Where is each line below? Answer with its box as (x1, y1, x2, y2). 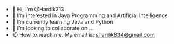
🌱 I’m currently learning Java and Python (11, 18, 113, 25)
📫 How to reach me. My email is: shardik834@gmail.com (11, 32, 155, 38)
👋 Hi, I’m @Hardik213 (11, 6, 64, 12)
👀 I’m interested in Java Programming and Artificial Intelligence (11, 12, 168, 19)
